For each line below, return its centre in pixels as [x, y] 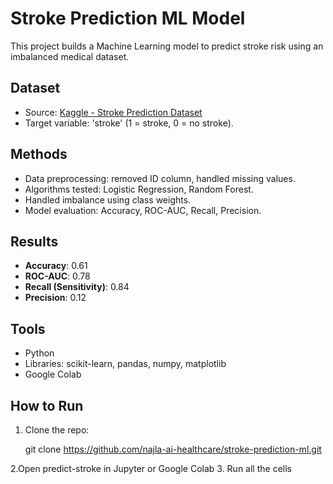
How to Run [47, 405]
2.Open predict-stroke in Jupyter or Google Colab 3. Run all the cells [151, 468]
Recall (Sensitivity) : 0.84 [77, 287]
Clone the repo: [57, 430]
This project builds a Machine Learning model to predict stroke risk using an [167, 46]
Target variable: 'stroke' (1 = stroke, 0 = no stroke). [129, 123]
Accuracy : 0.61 [56, 266]
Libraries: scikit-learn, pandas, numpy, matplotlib [125, 364]
